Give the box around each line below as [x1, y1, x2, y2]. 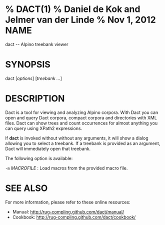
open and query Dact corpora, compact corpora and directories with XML [5, 114, 157, 120]
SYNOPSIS [5, 59, 51, 70]
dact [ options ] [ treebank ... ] [5, 75, 62, 81]
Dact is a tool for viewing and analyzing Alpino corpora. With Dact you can [5, 109, 158, 115]
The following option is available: [5, 155, 73, 161]
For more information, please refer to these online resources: [5, 199, 131, 205]
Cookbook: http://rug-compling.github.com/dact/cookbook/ [12, 214, 136, 220]
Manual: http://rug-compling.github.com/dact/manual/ [12, 208, 124, 214]
